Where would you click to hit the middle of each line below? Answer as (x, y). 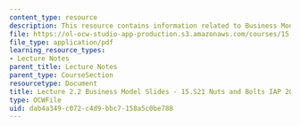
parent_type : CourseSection (62, 75)
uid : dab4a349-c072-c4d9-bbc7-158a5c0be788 (92, 108)
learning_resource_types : (57, 51)
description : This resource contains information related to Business (143, 26)
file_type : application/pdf (62, 42)
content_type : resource (54, 17)
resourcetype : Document (54, 83)
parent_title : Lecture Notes (63, 67)
